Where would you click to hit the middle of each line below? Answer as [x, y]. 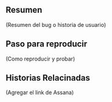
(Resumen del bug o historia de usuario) [56, 24]
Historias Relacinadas [48, 78]
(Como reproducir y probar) [40, 59]
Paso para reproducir [47, 44]
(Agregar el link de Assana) [40, 93]
